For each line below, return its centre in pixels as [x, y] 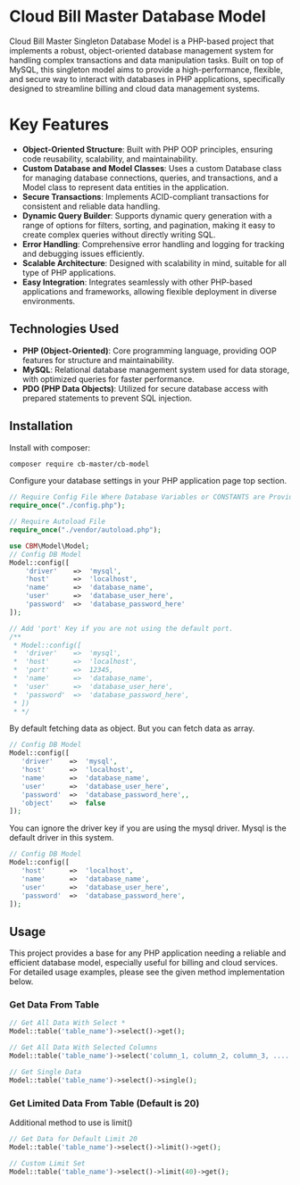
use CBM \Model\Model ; [50, 546]
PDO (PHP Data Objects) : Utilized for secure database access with [145, 388]
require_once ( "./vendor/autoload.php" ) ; [86, 530]
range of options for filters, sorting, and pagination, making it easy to [149, 225]
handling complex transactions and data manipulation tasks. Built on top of [146, 60]
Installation [41, 426]
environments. [49, 301]
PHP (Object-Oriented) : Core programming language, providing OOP [149, 351]
